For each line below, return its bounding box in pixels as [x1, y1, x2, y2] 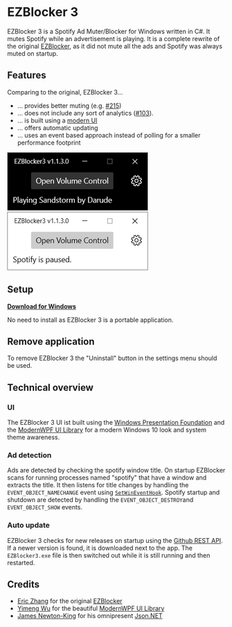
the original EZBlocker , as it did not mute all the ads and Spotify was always [7, 42, 223, 50]
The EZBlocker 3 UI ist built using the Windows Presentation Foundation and [7, 418, 225, 427]
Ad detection [7, 450, 52, 459]
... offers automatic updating [17, 123, 98, 132]
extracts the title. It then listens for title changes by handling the [7, 481, 189, 489]
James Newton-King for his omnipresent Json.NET [17, 612, 163, 620]
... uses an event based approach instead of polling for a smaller [17, 131, 201, 139]
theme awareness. [7, 433, 60, 441]
